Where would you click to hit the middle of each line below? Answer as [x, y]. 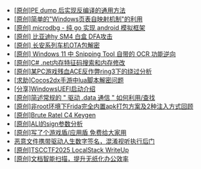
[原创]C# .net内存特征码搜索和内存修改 [69, 63]
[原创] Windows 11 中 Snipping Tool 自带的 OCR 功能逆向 [95, 54]
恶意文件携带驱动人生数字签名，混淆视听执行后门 [84, 141]
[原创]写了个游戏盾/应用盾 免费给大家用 [70, 132]
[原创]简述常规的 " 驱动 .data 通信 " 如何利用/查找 [84, 97]
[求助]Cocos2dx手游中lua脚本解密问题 [69, 80]
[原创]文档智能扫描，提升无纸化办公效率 [71, 159]
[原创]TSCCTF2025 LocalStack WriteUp [71, 150]
